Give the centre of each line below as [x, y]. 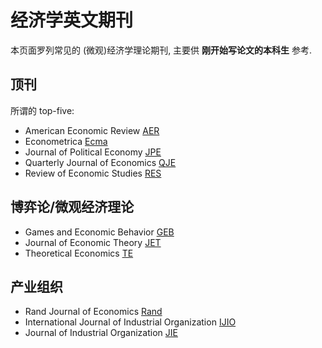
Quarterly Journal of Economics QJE [100, 162]
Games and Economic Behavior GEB [99, 232]
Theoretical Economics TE [79, 253]
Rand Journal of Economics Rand [93, 312]
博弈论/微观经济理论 [72, 207]
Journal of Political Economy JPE [93, 152]
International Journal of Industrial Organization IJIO [130, 322]
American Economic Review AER [92, 130]
